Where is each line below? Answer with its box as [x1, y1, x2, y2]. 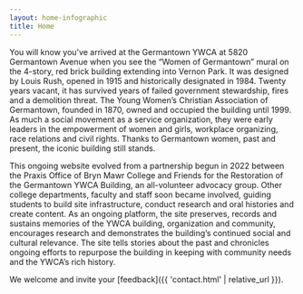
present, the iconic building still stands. [9, 142, 156, 154]
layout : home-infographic [9, 13, 107, 23]
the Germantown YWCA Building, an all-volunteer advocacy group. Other [9, 179, 283, 190]
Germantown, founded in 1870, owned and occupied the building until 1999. [9, 104, 292, 115]
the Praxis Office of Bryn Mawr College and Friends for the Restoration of [9, 169, 284, 181]
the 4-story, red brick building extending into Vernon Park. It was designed [9, 65, 288, 77]
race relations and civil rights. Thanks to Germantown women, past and [9, 133, 277, 144]
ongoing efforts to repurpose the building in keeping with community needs [9, 246, 292, 258]
